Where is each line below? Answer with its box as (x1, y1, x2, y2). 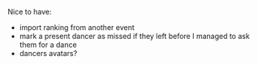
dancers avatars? (19, 49, 78, 58)
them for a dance (19, 40, 78, 50)
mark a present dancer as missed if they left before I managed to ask (19, 32, 251, 41)
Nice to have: (7, 7, 52, 16)
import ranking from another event (19, 23, 135, 32)
